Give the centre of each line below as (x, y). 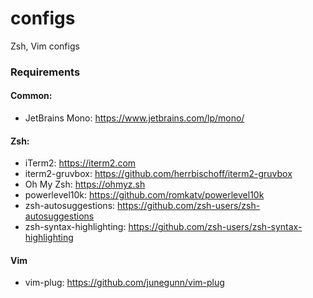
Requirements (45, 72)
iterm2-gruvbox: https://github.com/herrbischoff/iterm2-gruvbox (158, 174)
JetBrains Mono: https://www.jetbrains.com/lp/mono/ (134, 118)
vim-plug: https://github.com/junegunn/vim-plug (124, 283)
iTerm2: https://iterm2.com (80, 163)
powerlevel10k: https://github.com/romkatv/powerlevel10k (144, 195)
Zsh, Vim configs (45, 46)
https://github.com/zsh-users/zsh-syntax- (215, 227)
